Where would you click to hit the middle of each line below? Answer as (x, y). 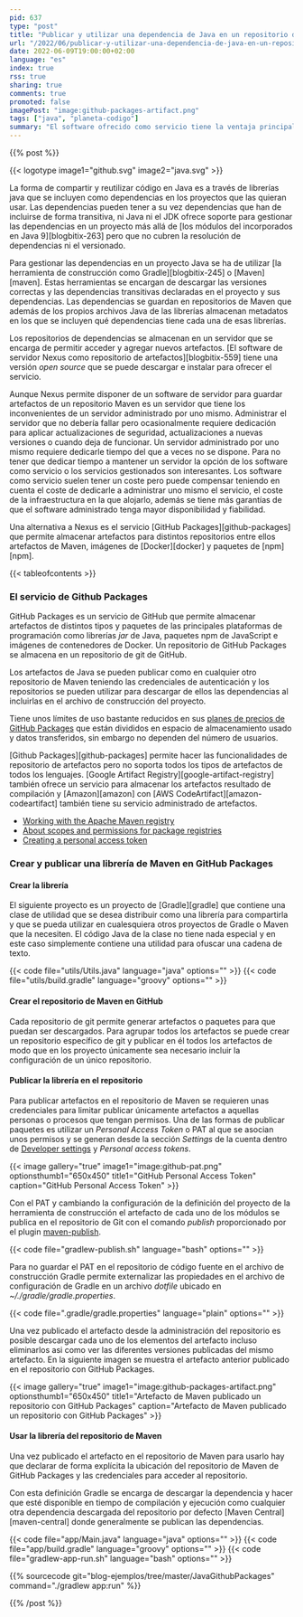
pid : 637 (26, 18)
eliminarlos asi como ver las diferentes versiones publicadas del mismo (142, 1349)
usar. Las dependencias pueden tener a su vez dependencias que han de (146, 207)
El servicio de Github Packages (79, 596)
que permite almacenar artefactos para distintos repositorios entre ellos (142, 536)
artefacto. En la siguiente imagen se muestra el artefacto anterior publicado (150, 1359)
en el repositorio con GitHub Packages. (82, 1369)
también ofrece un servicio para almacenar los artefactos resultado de (140, 784)
